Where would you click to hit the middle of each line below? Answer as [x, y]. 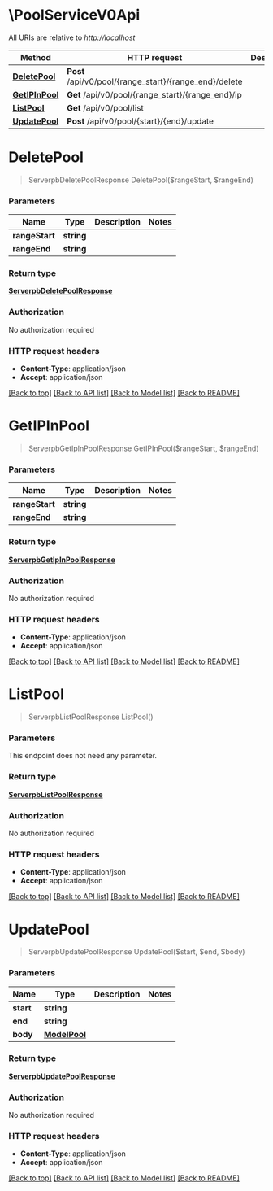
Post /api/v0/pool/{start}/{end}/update [140, 121]
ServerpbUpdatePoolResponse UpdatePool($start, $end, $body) [136, 952]
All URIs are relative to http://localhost [72, 37]
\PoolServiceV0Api [74, 15]
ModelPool [65, 1034]
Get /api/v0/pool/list [105, 107]
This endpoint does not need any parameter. [82, 756]
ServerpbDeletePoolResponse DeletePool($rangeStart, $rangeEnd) [141, 180]
